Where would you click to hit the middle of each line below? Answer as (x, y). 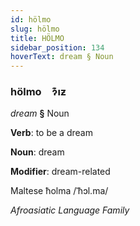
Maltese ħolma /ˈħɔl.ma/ (59, 191)
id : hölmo (31, 19)
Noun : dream (37, 152)
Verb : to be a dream (51, 133)
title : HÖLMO (37, 38)
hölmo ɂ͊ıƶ (38, 92)
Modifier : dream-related (60, 172)
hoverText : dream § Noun (62, 57)
